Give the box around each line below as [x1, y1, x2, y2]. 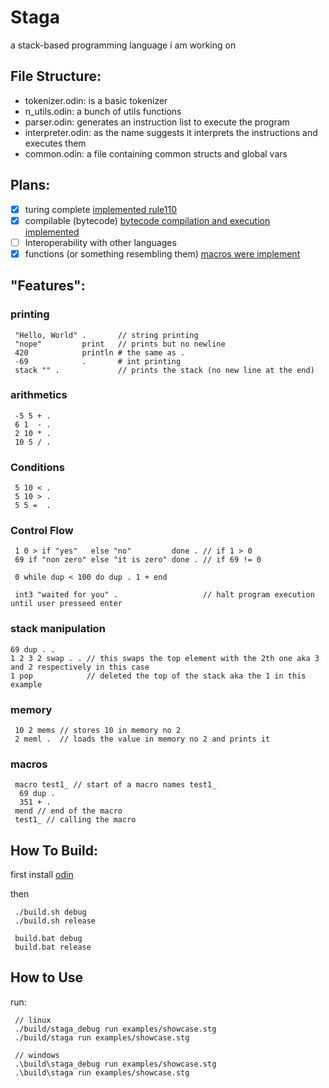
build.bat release [14, 942, 92, 953]
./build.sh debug [14, 907, 87, 918]
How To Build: [10, 842, 98, 859]
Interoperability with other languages [24, 236, 177, 248]
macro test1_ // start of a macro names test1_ [14, 780, 217, 790]
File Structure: [10, 68, 102, 85]
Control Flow [10, 524, 74, 538]
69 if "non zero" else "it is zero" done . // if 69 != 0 [14, 555, 262, 565]
